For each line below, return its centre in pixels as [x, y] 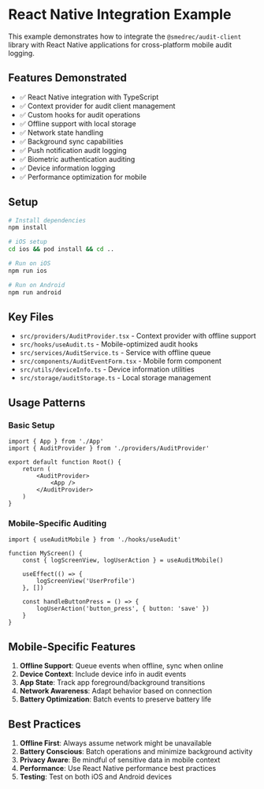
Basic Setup [32, 425]
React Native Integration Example [120, 15]
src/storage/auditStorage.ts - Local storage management [115, 378]
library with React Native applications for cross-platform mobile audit [120, 44]
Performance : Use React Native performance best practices [118, 768]
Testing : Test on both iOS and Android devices [95, 776]
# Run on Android [37, 285]
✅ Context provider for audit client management [97, 106]
